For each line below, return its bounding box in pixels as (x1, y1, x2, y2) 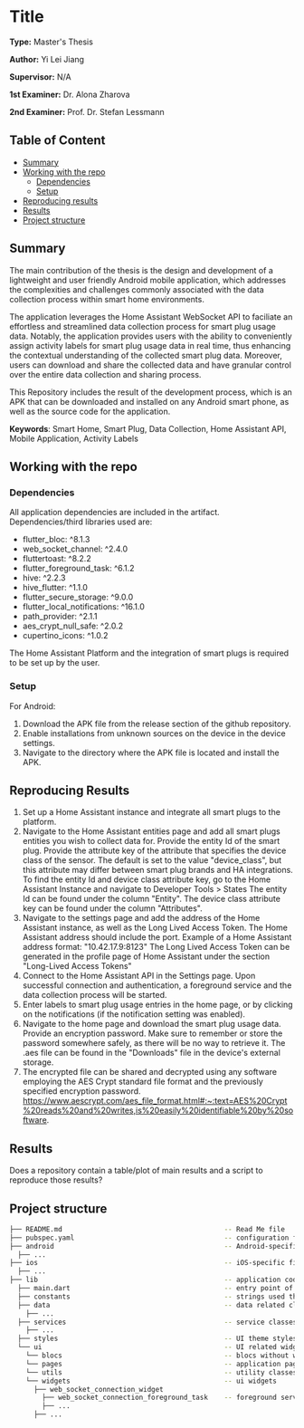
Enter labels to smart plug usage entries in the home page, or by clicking (22, 999, 293, 1011)
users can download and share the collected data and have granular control (9, 359, 292, 370)
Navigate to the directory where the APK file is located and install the (22, 747, 280, 758)
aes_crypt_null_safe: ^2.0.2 (22, 620, 124, 631)
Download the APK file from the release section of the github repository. (22, 718, 291, 729)
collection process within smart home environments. (9, 293, 205, 304)
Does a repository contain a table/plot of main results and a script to (9, 1165, 264, 1176)
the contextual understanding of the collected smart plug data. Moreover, (9, 350, 283, 360)
